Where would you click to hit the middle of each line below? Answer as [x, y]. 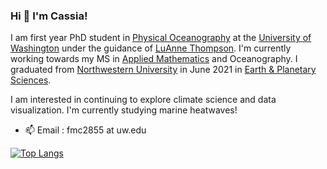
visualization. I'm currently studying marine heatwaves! [124, 110]
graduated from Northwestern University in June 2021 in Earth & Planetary [163, 70]
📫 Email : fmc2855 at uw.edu [85, 130]
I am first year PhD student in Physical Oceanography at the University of [161, 38]
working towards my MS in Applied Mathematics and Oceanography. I [154, 59]
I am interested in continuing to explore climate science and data [143, 100]
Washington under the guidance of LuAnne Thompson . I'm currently [151, 48]
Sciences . [31, 80]
